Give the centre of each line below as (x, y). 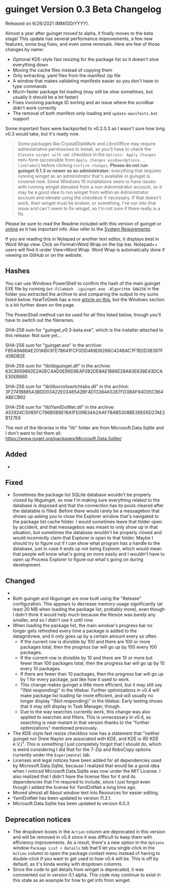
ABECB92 (15, 397)
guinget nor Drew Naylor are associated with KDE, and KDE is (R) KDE (86, 739)
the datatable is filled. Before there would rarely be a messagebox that (86, 511)
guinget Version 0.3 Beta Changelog (83, 9)
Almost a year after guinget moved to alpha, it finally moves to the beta (79, 33)
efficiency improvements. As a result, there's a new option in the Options (89, 842)
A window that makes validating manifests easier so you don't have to (86, 81)
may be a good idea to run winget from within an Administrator (83, 192)
